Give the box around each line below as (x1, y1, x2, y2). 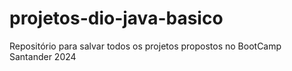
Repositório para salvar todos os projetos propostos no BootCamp (9, 40, 282, 52)
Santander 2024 (9, 50, 77, 62)
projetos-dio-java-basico (9, 7, 224, 30)
